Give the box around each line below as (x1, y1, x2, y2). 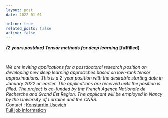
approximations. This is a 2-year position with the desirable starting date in (6, 75, 163, 81)
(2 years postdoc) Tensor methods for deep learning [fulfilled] (6, 45, 140, 51)
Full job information (6, 107, 46, 113)
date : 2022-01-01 (6, 12, 43, 17)
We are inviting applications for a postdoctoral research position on (6, 64, 147, 70)
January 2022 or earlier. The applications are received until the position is (6, 81, 161, 87)
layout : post (6, 7, 33, 13)
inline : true (6, 21, 33, 26)
